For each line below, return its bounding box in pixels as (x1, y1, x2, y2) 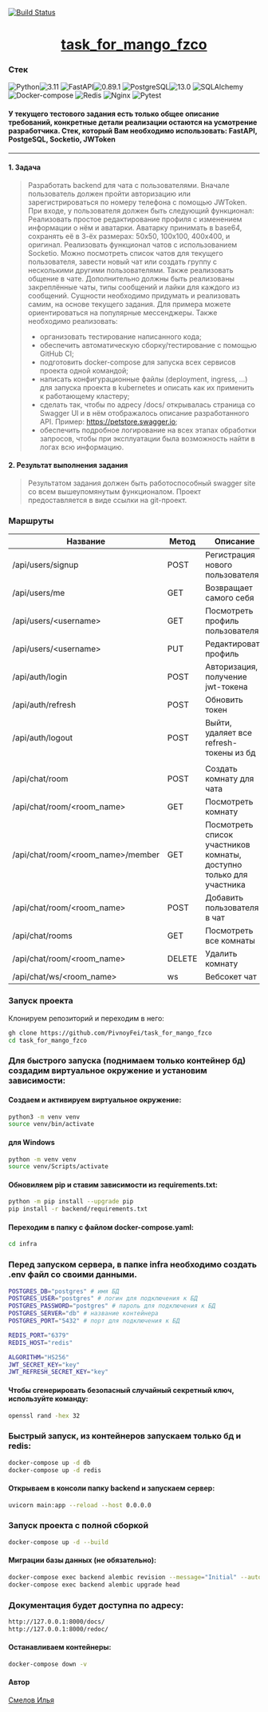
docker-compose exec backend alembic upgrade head (8, 1580, 180, 1589)
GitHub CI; (39, 349, 74, 358)
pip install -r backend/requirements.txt (8, 1205, 148, 1213)
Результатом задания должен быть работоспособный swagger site (27, 478, 256, 488)
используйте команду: (8, 1394, 89, 1403)
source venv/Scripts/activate (8, 1163, 109, 1171)
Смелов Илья (8, 1695, 54, 1705)
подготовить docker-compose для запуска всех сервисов (39, 357, 236, 367)
